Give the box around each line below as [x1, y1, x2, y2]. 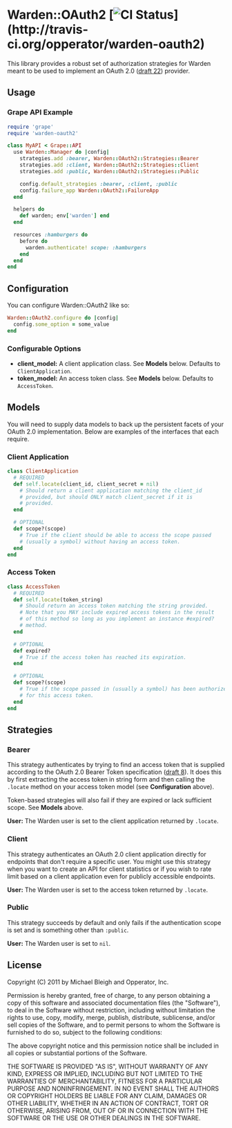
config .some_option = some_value [13, 321, 110, 328]
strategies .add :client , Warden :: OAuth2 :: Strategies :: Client [19, 161, 199, 168]
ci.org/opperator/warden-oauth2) [7, 37, 205, 52]
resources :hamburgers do [13, 231, 88, 238]
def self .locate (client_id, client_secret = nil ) [13, 480, 159, 488]
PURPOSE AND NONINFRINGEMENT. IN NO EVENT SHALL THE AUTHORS [7, 1084, 220, 1093]
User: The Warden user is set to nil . [7, 939, 111, 947]
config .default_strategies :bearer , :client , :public [19, 180, 177, 187]
